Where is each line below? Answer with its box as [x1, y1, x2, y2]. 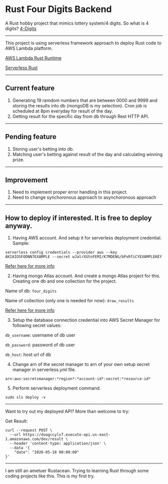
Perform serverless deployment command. [12, 385, 101, 391]
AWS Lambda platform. [5, 45, 53, 51]
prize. [12, 157, 24, 163]
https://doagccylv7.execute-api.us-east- [23, 432, 111, 437]
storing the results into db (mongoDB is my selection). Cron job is [12, 102, 147, 108]
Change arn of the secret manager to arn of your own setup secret [12, 361, 150, 368]
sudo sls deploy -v [5, 395, 46, 400]
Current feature [5, 84, 55, 92]
